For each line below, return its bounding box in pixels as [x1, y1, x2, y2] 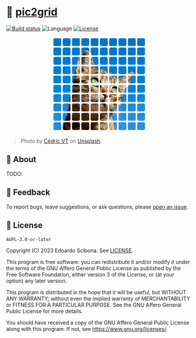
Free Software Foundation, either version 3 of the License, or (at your [6, 271, 175, 278]
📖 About [6, 154, 37, 165]
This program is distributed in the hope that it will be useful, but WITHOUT [6, 289, 187, 296]
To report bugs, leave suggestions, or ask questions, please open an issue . [6, 203, 189, 210]
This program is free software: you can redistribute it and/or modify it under [6, 259, 190, 266]
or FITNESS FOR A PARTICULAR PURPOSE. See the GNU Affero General [6, 301, 182, 308]
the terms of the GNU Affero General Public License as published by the [6, 265, 181, 272]
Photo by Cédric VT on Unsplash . [20, 137, 102, 144]
